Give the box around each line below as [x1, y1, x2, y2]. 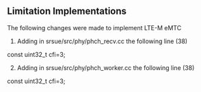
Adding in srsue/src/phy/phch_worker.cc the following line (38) [16, 63, 195, 71]
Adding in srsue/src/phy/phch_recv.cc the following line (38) [16, 37, 188, 45]
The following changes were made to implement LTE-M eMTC [7, 23, 182, 32]
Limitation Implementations [7, 5, 127, 17]
